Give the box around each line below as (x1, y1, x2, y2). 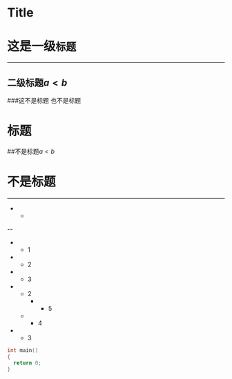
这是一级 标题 (7, 39, 77, 55)
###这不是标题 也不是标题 (7, 96, 81, 104)
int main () (7, 347, 39, 353)
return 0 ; (13, 360, 41, 367)
